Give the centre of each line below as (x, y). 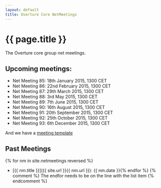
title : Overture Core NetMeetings (41, 14)
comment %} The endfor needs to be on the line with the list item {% (83, 176)
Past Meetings (28, 149)
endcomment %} (30, 181)
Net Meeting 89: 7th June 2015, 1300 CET (55, 102)
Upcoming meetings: (38, 69)
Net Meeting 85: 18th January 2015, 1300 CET (59, 81)
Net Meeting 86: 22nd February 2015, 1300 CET (61, 86)
